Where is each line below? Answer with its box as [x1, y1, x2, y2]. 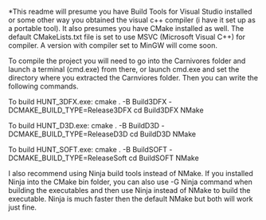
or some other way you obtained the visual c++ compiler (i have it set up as [8, 15, 256, 25]
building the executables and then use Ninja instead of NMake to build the [8, 186, 251, 194]
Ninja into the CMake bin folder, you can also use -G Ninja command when [8, 177, 252, 187]
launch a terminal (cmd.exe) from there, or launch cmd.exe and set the [8, 65, 240, 74]
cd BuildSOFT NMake [128, 153, 199, 163]
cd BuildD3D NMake [130, 129, 197, 139]
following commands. [8, 81, 79, 91]
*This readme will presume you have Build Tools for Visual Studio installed [8, 7, 252, 16]
